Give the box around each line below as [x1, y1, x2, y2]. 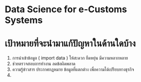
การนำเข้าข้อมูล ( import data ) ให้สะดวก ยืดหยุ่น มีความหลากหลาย [12, 55, 128, 61]
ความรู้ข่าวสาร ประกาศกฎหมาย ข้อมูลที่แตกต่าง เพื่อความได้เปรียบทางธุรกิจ [12, 66, 134, 72]
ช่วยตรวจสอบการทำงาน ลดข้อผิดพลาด [12, 61, 76, 67]
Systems [5, 14, 43, 26]
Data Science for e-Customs [5, 4, 127, 15]
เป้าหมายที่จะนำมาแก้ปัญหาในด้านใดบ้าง [5, 38, 136, 49]
